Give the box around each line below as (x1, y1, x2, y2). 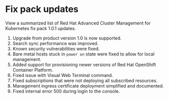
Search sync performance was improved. (12, 40, 99, 46)
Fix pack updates (5, 3, 79, 15)
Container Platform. (12, 66, 53, 73)
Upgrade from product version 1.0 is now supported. (12, 35, 122, 41)
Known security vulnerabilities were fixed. (12, 45, 100, 51)
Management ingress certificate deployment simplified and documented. (12, 82, 164, 88)
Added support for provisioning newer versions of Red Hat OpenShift (12, 61, 156, 67)
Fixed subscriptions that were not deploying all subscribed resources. (12, 77, 158, 83)
